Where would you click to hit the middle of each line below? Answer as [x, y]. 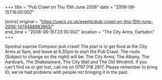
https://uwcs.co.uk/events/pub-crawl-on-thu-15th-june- [97, 22]
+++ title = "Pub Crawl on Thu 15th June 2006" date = [59, 7]
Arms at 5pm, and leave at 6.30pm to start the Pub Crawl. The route [73, 51]
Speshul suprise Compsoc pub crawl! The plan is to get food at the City [76, 46]
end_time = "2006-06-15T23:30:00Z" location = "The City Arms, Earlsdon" [80, 32]
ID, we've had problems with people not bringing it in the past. [67, 72]
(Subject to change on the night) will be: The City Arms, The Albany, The [77, 57]
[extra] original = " [23, 22]
